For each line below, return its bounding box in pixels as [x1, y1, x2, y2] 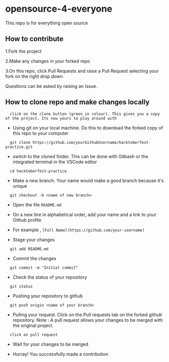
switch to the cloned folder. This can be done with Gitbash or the [12, 153, 148, 159]
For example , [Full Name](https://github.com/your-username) [12, 227, 145, 233]
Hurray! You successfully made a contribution [12, 351, 109, 357]
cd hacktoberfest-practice [10, 168, 67, 173]
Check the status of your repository [12, 274, 87, 280]
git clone [10, 140, 30, 145]
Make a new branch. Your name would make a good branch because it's [12, 177, 164, 184]
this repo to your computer [12, 130, 69, 136]
